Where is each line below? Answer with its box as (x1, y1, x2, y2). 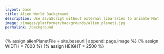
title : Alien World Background (5, 12, 69, 16)
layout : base (5, 7, 32, 12)
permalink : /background (5, 25, 54, 30)
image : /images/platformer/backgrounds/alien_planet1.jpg (5, 20, 125, 26)
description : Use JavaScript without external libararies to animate (5, 16, 150, 21)
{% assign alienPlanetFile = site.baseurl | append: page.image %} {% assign (5, 38, 159, 44)
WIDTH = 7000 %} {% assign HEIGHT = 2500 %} (5, 43, 104, 49)
